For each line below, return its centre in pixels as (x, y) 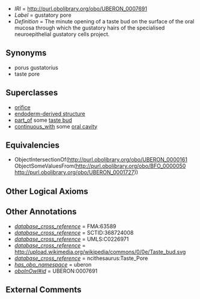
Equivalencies (32, 146)
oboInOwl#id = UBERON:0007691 (56, 271)
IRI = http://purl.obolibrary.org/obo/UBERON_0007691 (81, 9)
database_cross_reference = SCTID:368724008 (74, 232)
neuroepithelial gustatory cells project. (62, 34)
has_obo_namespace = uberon (53, 264)
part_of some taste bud (43, 120)
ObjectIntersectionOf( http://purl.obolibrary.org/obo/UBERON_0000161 (101, 160)
